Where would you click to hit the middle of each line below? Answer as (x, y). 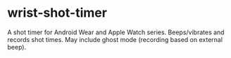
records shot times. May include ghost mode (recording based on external (115, 39)
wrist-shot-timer (57, 13)
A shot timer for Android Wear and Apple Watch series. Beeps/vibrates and (116, 32)
